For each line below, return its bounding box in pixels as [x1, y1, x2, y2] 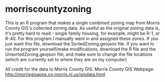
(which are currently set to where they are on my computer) [5, 56, 127, 62]
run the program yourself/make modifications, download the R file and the [5, 46, 156, 52]
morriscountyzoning [5, 3, 92, 15]
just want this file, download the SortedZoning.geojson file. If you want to [5, 41, 155, 46]
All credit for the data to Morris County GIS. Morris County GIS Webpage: [5, 66, 155, 72]
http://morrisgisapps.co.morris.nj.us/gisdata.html [5, 71, 106, 77]
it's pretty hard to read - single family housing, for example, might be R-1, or [5, 30, 160, 36]
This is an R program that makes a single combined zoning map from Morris [5, 20, 160, 26]
